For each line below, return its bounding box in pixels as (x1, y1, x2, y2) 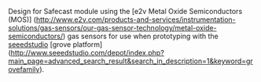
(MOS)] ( (8, 15, 37, 24)
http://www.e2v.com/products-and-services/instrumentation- (35, 15, 236, 24)
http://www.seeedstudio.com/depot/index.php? (10, 48, 165, 57)
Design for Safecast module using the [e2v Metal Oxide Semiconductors (8, 7, 243, 16)
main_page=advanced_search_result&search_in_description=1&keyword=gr (8, 56, 253, 66)
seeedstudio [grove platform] (8, 40, 103, 49)
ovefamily (8, 65, 40, 73)
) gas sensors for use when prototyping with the (62, 31, 219, 41)
